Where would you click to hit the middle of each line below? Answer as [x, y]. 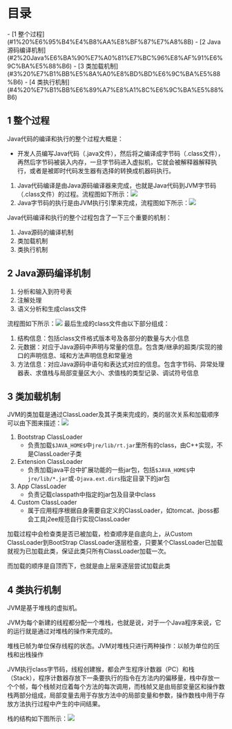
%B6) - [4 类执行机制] [39, 82]
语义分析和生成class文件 [52, 309]
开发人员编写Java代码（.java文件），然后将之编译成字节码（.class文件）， [120, 153]
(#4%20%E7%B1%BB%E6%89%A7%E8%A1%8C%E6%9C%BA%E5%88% [116, 89]
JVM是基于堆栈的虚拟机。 [44, 608]
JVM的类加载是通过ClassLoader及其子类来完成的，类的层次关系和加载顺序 [113, 415]
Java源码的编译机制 [45, 232]
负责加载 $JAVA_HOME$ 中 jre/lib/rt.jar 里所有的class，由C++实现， [122, 445]
